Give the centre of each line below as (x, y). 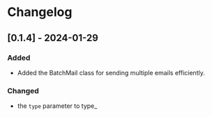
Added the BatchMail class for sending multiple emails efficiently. (111, 72)
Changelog (40, 12)
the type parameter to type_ (57, 106)
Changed (23, 91)
